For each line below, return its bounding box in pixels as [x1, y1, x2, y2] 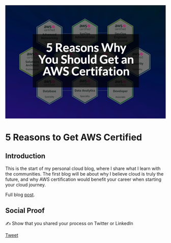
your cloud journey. [5, 181, 46, 188]
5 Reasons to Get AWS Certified [5, 132, 142, 143]
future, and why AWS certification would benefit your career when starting [5, 176, 162, 182]
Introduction [5, 152, 46, 160]
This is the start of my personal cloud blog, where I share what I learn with [5, 165, 161, 172]
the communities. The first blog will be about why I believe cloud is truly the [5, 171, 164, 177]
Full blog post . [5, 191, 35, 198]
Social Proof [5, 206, 45, 215]
